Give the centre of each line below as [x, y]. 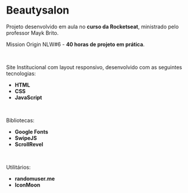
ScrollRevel [29, 144]
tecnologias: [21, 73]
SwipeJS [26, 138]
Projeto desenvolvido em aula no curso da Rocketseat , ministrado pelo [93, 27]
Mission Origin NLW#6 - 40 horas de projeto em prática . [75, 44]
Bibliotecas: [20, 120]
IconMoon [27, 185]
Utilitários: [19, 167]
